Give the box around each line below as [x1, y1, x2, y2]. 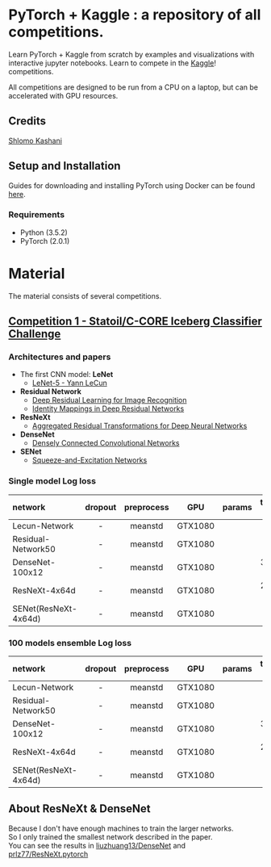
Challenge [8, 327, 61, 341]
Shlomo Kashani [8, 136, 63, 145]
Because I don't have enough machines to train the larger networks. [8, 823, 234, 833]
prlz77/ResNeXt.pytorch [8, 849, 89, 859]
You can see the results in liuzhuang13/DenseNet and [8, 840, 186, 850]
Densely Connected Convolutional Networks [31, 438, 180, 448]
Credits [8, 115, 47, 128]
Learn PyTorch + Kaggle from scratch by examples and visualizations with [8, 49, 255, 59]
